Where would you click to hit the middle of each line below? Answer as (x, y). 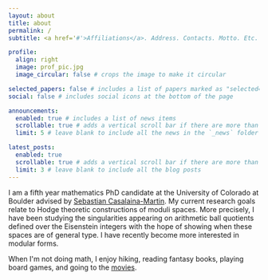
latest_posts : (32, 148)
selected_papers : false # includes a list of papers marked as (116, 89)
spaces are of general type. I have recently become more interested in (124, 235)
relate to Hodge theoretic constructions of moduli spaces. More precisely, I (132, 209)
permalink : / (30, 30)
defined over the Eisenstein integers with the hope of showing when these (130, 226)
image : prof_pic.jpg (49, 67)
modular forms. (33, 243)
